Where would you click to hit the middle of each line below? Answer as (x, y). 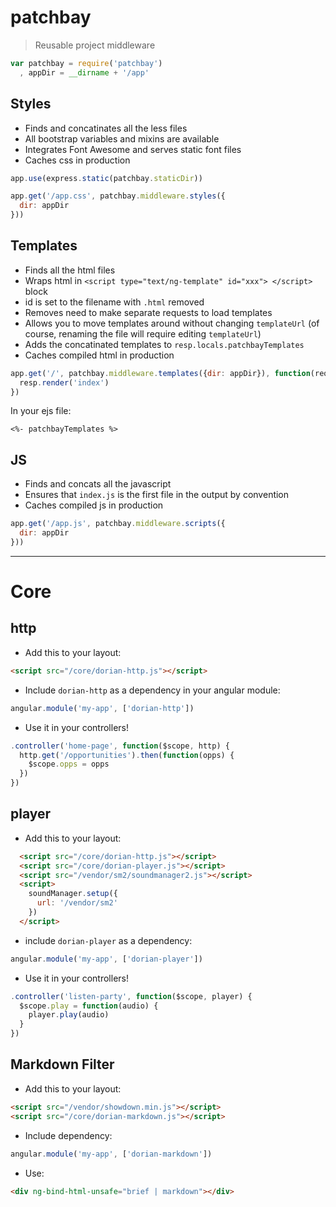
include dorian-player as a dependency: (108, 940)
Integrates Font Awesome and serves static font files (133, 149)
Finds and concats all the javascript (98, 484)
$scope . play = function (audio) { (89, 1006)
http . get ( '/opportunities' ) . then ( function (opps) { (127, 755)
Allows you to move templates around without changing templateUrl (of (172, 323)
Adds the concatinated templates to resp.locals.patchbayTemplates (164, 344)
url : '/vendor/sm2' (77, 903)
